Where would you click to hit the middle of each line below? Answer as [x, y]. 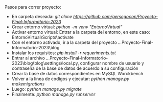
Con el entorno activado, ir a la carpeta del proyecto [64, 42]
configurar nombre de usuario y [112, 63]
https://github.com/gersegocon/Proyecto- [116, 16]
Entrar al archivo [28, 58]
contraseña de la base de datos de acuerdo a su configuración [75, 68]
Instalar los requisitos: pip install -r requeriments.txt [64, 53]
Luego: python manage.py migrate [47, 89]
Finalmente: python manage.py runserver [54, 94]
